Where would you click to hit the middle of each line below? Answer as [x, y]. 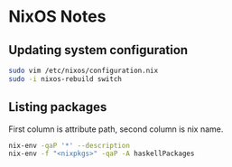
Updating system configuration [98, 50]
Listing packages [58, 107]
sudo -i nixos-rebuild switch [65, 79]
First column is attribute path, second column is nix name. [116, 129]
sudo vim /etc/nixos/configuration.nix [84, 70]
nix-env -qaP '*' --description [69, 145]
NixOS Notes [57, 17]
